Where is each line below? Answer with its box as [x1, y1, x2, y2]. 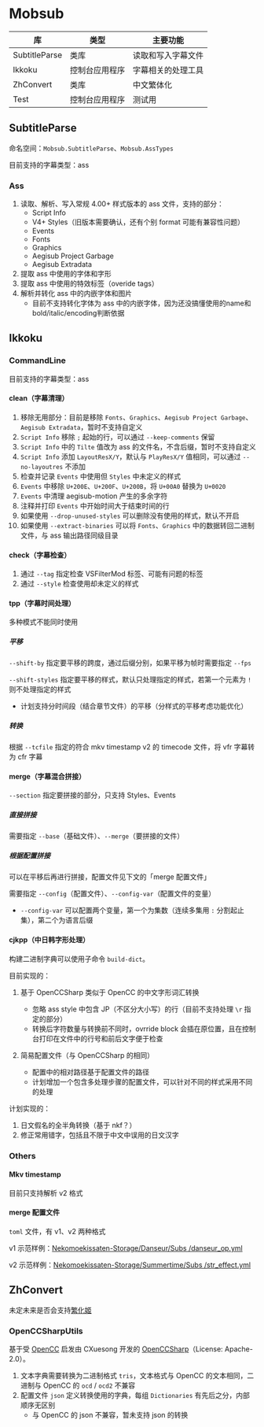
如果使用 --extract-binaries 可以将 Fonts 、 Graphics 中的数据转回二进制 [20, 520, 255, 530]
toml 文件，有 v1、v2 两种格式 [9, 1226, 106, 1236]
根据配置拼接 [9, 851, 50, 860]
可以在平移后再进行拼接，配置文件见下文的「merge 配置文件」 [9, 872, 211, 882]
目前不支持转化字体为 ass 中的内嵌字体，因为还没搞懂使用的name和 [31, 298, 251, 308]
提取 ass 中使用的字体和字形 [20, 269, 112, 279]
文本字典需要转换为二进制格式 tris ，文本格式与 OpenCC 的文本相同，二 [20, 1371, 255, 1381]
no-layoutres [20, 463, 64, 471]
